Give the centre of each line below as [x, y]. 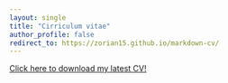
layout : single [38, 18]
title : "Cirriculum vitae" [60, 26]
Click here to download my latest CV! [78, 69]
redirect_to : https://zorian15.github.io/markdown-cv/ [114, 43]
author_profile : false [52, 34]
